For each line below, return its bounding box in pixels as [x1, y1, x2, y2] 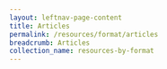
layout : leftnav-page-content [9, 13, 123, 22]
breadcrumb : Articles [9, 38, 91, 47]
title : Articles [9, 22, 70, 30]
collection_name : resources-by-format [9, 47, 154, 56]
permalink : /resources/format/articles [9, 30, 159, 39]
